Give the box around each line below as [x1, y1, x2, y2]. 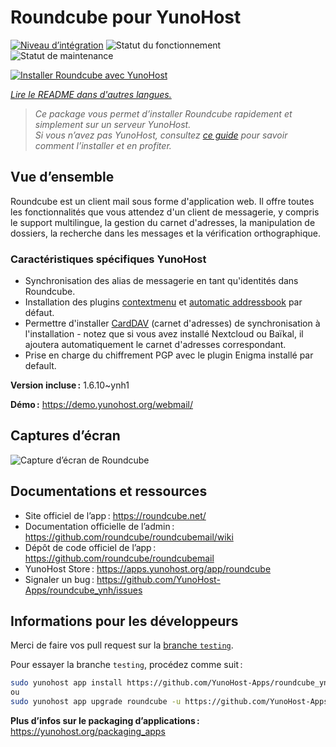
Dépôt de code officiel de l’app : [24, 541, 157, 553]
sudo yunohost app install [10, 678, 123, 688]
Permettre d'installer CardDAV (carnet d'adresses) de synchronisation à [24, 317, 321, 330]
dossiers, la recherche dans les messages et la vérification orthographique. [10, 227, 321, 239]
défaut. [24, 307, 55, 319]
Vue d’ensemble [10, 169, 115, 186]
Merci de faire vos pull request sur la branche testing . [10, 639, 234, 651]
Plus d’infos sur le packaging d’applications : [10, 715, 200, 727]
